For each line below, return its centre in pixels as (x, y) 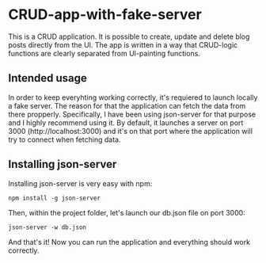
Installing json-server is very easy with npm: (80, 183)
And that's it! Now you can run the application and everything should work (129, 242)
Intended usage (47, 78)
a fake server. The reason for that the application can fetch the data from (127, 105)
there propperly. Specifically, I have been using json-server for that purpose (132, 114)
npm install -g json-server (55, 198)
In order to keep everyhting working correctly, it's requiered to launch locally (133, 97)
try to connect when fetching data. (65, 139)
